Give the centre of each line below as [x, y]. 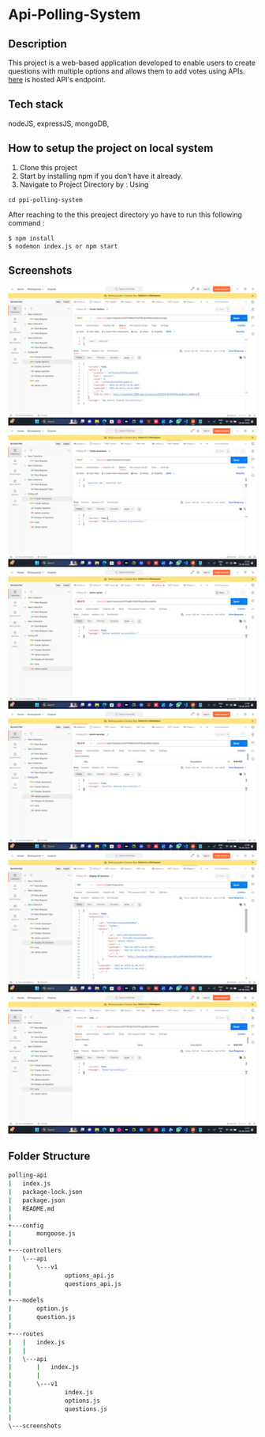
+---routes [26, 1334]
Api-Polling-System [75, 15]
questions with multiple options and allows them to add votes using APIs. [127, 71]
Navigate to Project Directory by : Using [84, 184]
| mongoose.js [42, 1234]
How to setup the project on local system [111, 148]
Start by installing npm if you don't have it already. [101, 176]
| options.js [54, 1401]
